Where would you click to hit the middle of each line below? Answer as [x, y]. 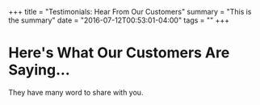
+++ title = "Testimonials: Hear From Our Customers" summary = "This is [130, 12]
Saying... [39, 70]
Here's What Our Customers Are [119, 53]
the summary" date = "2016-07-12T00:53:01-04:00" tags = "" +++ [119, 20]
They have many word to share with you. [76, 92]
